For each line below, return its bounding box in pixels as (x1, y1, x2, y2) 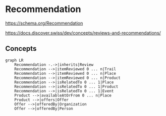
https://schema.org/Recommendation (5, 20, 83, 26)
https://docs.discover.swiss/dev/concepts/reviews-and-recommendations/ (5, 30, 161, 36)
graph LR (5, 58, 24, 63)
